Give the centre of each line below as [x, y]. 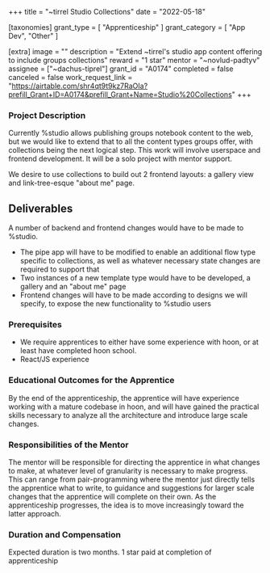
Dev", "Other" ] [33, 36]
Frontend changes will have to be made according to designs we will [134, 295]
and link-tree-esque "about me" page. [72, 183]
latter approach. [35, 514]
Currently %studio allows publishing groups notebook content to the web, [131, 133]
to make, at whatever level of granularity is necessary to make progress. [128, 471]
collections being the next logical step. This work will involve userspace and [135, 150]
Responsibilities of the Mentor [69, 444]
